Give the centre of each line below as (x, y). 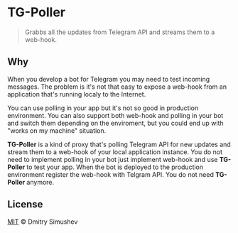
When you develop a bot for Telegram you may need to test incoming (109, 79)
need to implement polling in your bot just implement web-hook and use (113, 159)
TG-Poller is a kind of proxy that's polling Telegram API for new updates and (119, 144)
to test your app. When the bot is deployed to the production (115, 167)
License (25, 204)
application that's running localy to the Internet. (77, 94)
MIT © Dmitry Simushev (43, 222)
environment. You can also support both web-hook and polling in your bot (115, 115)
